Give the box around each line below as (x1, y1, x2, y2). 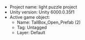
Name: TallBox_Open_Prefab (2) (17, 19, 81, 25)
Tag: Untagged (17, 25, 47, 30)
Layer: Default (17, 30, 45, 35)
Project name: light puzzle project (9, 4, 77, 10)
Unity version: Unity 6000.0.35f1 (9, 9, 75, 15)
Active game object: (9, 14, 50, 20)
